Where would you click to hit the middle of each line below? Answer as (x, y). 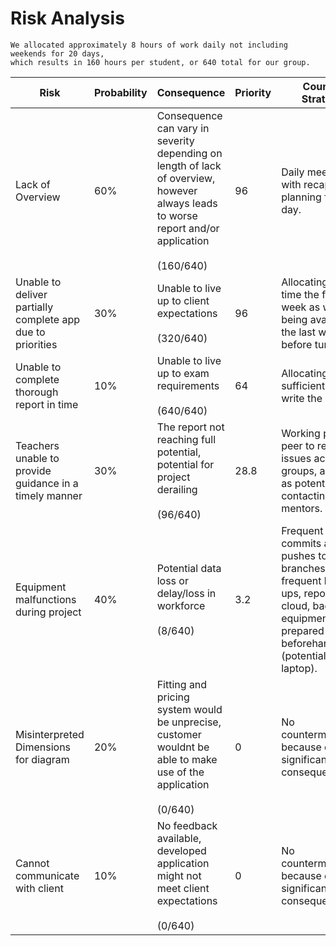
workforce (181, 605)
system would (189, 709)
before (297, 344)
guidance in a (47, 483)
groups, (299, 470)
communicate (47, 875)
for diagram (42, 759)
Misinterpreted (50, 734)
